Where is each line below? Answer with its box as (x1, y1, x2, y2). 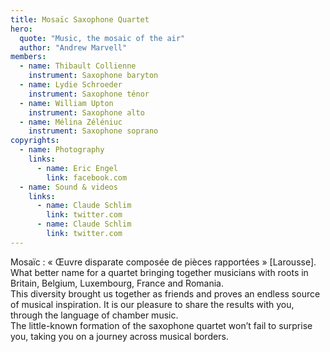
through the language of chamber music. (10, 309, 179, 321)
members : (10, 52, 47, 62)
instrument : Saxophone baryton (28, 71, 159, 81)
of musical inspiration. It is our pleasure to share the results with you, (10, 298, 295, 310)
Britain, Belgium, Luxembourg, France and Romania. (10, 277, 224, 289)
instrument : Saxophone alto (28, 107, 145, 118)
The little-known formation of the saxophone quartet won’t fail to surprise (10, 319, 313, 331)
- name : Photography (19, 145, 105, 155)
